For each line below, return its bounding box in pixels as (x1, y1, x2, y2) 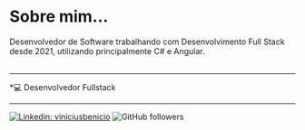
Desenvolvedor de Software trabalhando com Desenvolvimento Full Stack (9, 36, 285, 47)
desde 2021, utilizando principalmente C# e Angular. (9, 45, 206, 56)
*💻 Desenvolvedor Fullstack (9, 81, 116, 92)
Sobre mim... (9, 6, 109, 27)
